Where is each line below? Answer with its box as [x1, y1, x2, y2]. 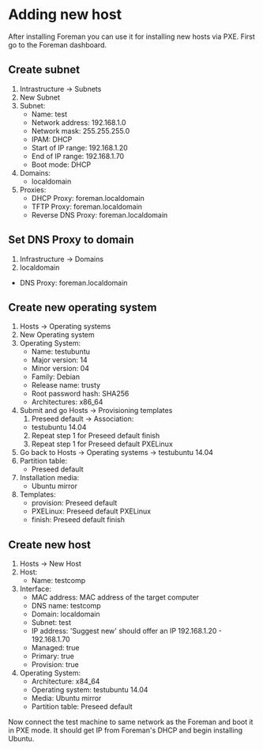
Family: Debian [31, 372, 81, 381]
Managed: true [31, 643, 80, 653]
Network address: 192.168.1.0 [31, 117, 126, 127]
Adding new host [8, 6, 122, 24]
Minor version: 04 [31, 364, 89, 373]
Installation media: [19, 473, 80, 483]
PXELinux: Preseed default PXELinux [31, 506, 152, 516]
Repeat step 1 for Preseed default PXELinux [31, 439, 174, 449]
